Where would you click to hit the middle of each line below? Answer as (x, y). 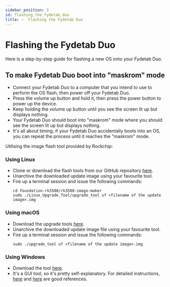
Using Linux (20, 160)
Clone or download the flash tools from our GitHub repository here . (83, 171)
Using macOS (22, 213)
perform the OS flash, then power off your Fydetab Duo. (71, 93)
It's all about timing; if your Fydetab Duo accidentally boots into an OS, (87, 131)
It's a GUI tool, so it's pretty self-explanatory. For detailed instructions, (86, 274)
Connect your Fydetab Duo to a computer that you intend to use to (82, 87)
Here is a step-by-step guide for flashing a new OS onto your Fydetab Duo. (84, 59)
